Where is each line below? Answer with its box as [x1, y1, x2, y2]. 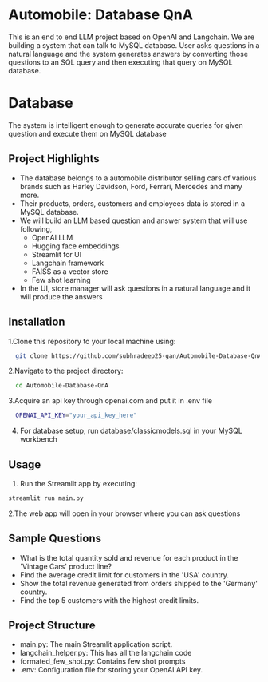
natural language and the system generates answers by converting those [8, 49, 249, 58]
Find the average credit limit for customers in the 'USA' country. [19, 569, 230, 580]
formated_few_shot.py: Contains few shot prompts [19, 656, 186, 666]
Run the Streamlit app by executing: [19, 478, 138, 488]
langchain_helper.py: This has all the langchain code [19, 648, 192, 658]
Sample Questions [8, 532, 102, 545]
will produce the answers [19, 291, 103, 301]
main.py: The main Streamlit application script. [19, 640, 173, 649]
